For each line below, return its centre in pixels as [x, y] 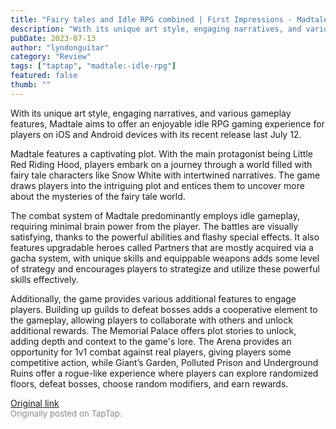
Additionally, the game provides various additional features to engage [153, 298]
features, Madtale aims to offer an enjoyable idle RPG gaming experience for [167, 123]
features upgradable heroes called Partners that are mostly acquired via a [162, 247]
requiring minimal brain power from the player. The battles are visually [154, 226]
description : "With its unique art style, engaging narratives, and [156, 29]
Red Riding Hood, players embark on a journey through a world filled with [161, 164]
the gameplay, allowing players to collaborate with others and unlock [151, 320]
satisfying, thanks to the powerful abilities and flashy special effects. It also [165, 237]
